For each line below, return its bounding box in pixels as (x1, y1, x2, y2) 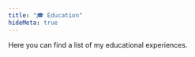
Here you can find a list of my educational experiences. (8, 40, 188, 49)
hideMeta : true (8, 19, 58, 27)
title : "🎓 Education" (8, 11, 83, 20)
